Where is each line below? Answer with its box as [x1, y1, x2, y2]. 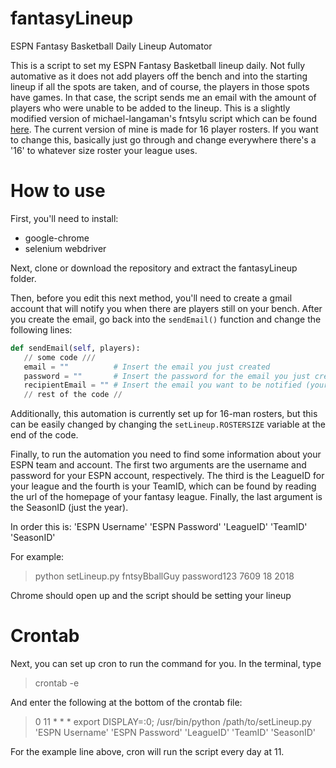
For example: [10, 551, 65, 563]
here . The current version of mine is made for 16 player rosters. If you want [10, 123, 319, 135]
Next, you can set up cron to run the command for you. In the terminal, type [10, 658, 322, 670]
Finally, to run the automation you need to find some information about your [10, 448, 322, 461]
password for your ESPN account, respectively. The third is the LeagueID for [10, 470, 325, 482]
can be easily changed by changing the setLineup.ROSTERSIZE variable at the [10, 418, 326, 431]
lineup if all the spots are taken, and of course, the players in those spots [10, 80, 310, 92]
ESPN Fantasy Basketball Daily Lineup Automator [10, 40, 213, 52]
